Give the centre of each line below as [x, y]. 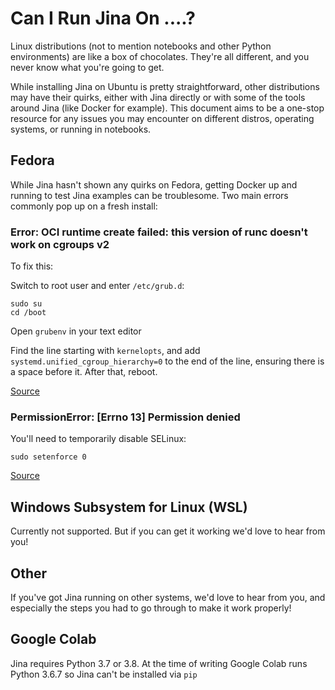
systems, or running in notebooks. [81, 129]
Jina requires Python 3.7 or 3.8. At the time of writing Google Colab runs [159, 663]
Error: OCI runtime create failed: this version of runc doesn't [159, 232]
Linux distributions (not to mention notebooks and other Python [141, 46]
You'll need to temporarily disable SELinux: [98, 439]
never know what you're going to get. [87, 67]
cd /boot [28, 313]
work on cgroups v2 [60, 244]
